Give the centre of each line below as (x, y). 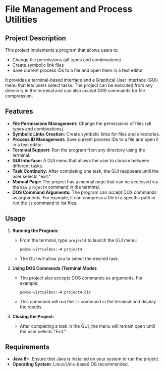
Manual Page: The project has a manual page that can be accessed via (85, 182)
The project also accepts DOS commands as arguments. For (81, 278)
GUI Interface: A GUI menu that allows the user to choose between (81, 160)
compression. (19, 96)
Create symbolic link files (38, 65)
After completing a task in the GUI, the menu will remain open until (87, 326)
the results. (31, 307)
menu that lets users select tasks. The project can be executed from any (79, 85)
